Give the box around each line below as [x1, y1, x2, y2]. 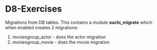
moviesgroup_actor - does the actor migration [12, 34, 106, 40]
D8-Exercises [5, 3, 62, 15]
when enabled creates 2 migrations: [5, 24, 78, 30]
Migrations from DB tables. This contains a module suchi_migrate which [5, 19, 153, 25]
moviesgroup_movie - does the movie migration [12, 39, 110, 45]
